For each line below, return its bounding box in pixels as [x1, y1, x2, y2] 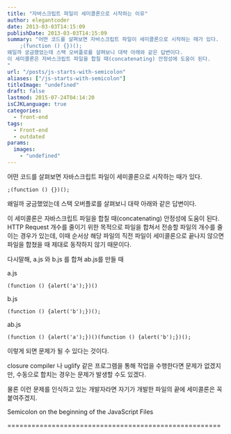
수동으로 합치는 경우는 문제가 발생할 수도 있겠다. [16, 370, 146, 378]
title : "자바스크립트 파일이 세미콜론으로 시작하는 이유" [7, 10, 148, 17]
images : [13, 146, 36, 153]
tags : [7, 120, 23, 127]
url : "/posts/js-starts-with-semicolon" [7, 68, 127, 75]
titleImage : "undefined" [7, 81, 79, 88]
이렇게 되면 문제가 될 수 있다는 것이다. [7, 346, 109, 355]
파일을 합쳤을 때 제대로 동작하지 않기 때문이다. [7, 240, 132, 248]
